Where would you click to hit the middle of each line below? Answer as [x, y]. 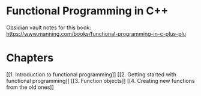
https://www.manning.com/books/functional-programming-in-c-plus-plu [96, 33]
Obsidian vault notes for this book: [49, 27]
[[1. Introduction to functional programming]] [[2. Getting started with [91, 74]
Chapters [30, 58]
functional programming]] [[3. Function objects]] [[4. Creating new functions [100, 80]
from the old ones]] [30, 87]
